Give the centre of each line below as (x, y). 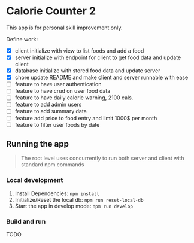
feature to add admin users (48, 104)
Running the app (37, 144)
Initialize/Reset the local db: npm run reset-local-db (79, 199)
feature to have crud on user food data (63, 91)
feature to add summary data (51, 111)
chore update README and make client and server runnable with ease (101, 78)
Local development (35, 180)
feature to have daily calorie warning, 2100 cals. (74, 98)
